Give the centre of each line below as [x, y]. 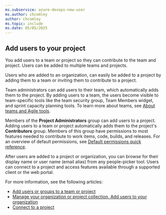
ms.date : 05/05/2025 [27, 28]
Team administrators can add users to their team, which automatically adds [82, 90]
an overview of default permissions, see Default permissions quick [73, 141]
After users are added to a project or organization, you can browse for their [82, 156]
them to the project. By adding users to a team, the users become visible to [82, 95]
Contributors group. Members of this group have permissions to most [77, 131]
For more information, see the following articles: [54, 182]
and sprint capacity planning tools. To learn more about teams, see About [80, 106]
